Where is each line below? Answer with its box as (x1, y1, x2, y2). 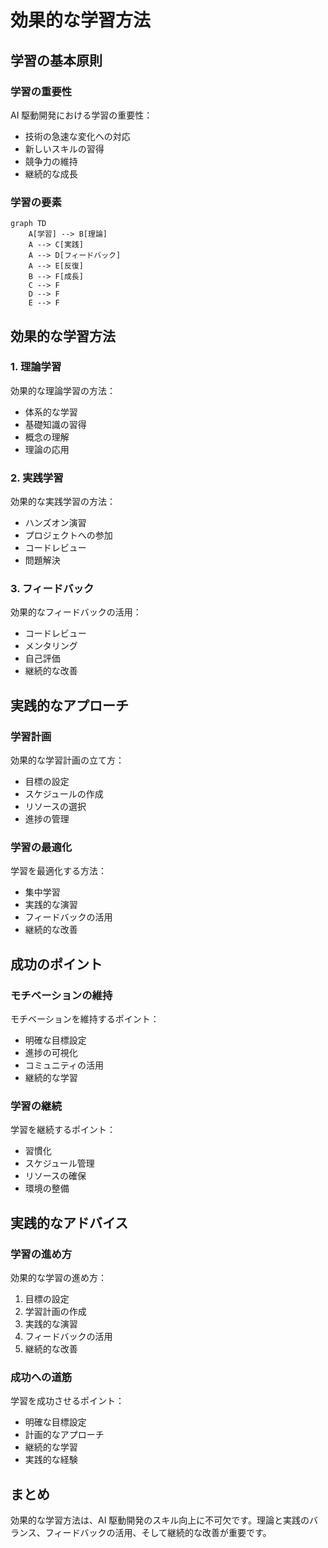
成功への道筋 (10, 1371, 73, 1385)
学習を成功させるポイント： (10, 1395, 125, 1407)
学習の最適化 (10, 841, 73, 855)
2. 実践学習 (10, 471, 64, 485)
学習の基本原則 (10, 52, 103, 69)
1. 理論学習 (10, 360, 62, 374)
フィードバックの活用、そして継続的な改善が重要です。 (44, 1527, 272, 1539)
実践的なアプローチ (10, 697, 129, 714)
